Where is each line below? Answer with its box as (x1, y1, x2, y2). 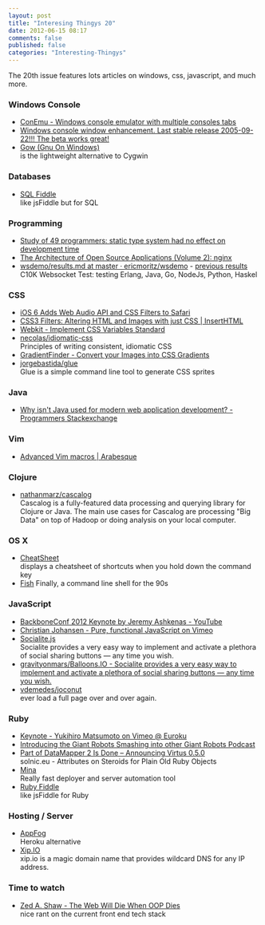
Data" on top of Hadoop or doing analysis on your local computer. (19, 516, 237, 525)
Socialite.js (19, 634, 56, 643)
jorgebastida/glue (19, 358, 78, 368)
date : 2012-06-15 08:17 (8, 26, 88, 34)
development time (19, 244, 80, 254)
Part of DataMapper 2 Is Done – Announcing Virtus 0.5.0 (19, 748, 205, 757)
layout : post (8, 11, 52, 20)
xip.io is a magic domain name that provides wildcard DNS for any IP (19, 854, 245, 864)
